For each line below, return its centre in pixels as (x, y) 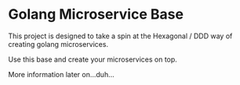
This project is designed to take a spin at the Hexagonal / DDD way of (120, 36)
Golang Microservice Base (96, 14)
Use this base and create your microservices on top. (93, 59)
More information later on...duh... (62, 74)
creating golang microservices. (58, 44)
